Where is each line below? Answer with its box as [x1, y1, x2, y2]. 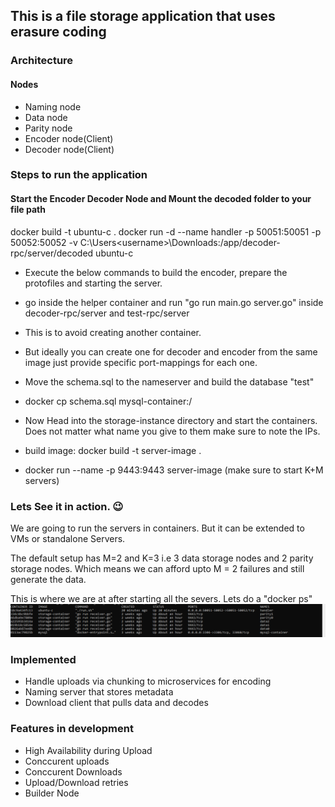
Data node [24, 111, 68, 123]
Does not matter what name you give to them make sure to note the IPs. [24, 425, 321, 437]
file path [10, 204, 46, 216]
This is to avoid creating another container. [24, 326, 202, 338]
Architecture [10, 54, 74, 68]
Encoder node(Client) [24, 132, 114, 144]
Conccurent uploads [24, 755, 110, 767]
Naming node [24, 100, 82, 113]
